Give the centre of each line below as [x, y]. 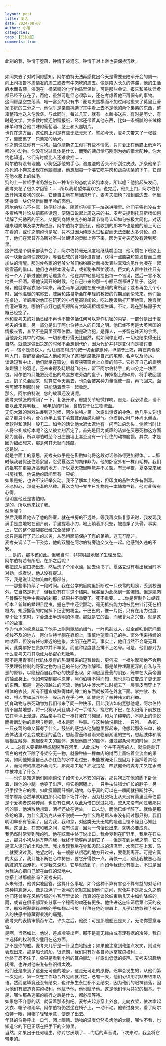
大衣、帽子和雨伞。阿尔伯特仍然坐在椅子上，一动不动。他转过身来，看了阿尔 [83, 1007]
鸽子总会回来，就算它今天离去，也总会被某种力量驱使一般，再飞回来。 [85, 381]
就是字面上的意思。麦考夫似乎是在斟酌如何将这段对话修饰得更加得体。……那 [83, 455]
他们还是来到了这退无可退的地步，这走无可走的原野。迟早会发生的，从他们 [81, 970]
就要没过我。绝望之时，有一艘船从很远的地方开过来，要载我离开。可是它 [83, 852]
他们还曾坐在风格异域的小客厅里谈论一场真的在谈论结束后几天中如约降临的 [81, 896]
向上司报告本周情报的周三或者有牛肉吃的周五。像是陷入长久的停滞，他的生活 [83, 83]
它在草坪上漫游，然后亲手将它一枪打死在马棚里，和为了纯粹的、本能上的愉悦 [83, 716]
